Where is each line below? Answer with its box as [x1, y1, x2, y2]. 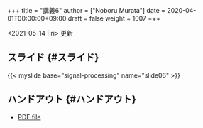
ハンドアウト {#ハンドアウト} [7, 93, 137, 105]
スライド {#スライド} [7, 52, 99, 64]
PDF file [17, 112, 41, 121]
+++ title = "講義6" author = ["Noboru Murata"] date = [7, 6, 165, 14]
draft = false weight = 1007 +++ [67, 14, 161, 23]
